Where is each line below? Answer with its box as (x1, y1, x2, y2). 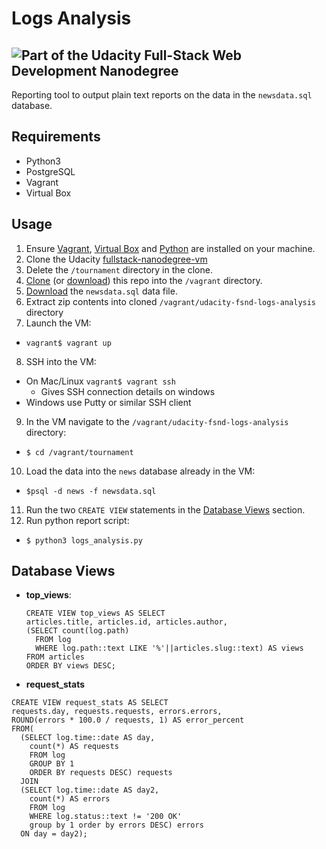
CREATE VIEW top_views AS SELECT (25, 608, 166, 619)
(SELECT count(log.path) (25, 626, 130, 636)
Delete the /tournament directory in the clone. (25, 263, 213, 276)
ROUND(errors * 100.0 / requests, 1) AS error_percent (11, 715, 245, 726)
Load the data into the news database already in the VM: (25, 465, 256, 477)
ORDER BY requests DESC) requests (29, 768, 173, 778)
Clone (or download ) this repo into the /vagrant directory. (25, 274, 263, 286)
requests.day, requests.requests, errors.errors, (11, 707, 223, 717)
